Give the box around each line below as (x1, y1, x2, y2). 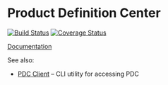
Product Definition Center (7, 5, 161, 21)
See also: (7, 55, 35, 64)
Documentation (7, 42, 52, 50)
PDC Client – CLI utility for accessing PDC (17, 69, 140, 78)
